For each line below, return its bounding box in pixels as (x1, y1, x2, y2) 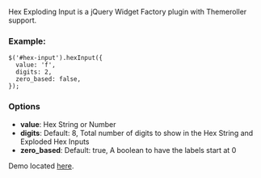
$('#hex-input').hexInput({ (8, 54, 103, 62)
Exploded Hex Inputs (19, 137, 91, 146)
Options (8, 101, 40, 112)
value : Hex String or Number (19, 119, 116, 129)
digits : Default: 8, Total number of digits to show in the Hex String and (19, 128, 254, 138)
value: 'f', (15, 61, 57, 70)
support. (8, 15, 37, 25)
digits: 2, (15, 68, 53, 76)
